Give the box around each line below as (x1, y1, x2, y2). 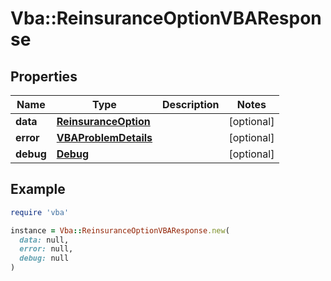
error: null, (19, 244, 74, 254)
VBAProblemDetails (56, 131, 153, 144)
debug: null (19, 253, 70, 264)
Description (162, 98, 220, 111)
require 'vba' (10, 207, 70, 217)
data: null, (19, 235, 70, 245)
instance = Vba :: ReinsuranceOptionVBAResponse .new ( (10, 225, 230, 236)
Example (10, 181, 66, 198)
